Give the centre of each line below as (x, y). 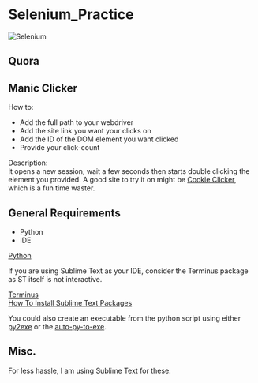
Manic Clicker (43, 88)
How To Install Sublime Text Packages (70, 302)
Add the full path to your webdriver (77, 122)
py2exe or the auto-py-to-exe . (57, 326)
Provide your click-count (60, 148)
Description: (28, 163)
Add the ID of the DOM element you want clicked (99, 139)
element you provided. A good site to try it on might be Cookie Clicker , (122, 180)
